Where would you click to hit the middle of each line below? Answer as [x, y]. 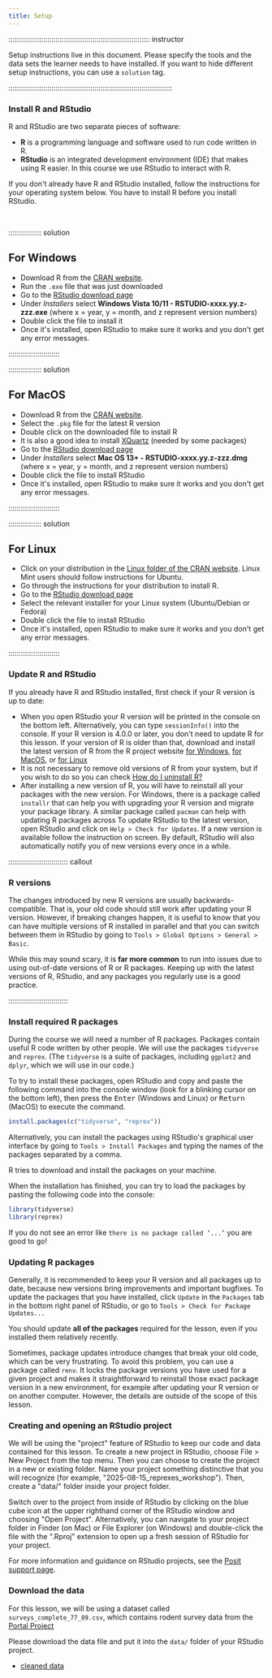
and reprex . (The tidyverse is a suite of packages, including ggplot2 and [130, 1057]
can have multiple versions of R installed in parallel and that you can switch [134, 925]
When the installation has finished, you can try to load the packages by [127, 1186]
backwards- [214, 900]
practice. [23, 985]
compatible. [28, 908]
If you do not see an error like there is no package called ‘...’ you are [130, 1232]
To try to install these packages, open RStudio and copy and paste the [126, 1081]
